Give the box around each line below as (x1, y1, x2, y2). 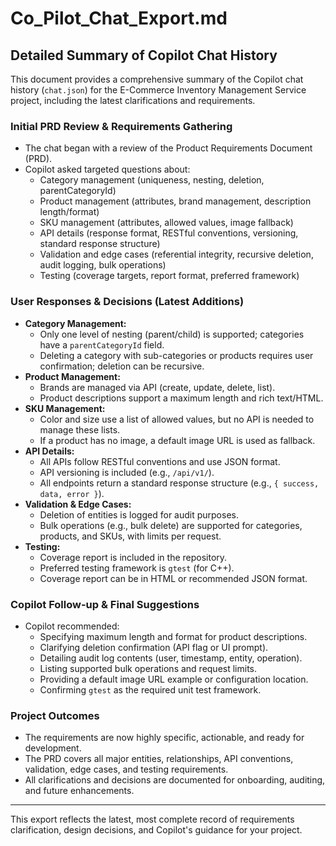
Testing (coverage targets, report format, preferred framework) (39, 270, 300, 282)
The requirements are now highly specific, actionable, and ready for (24, 732, 305, 744)
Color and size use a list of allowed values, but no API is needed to (39, 413, 315, 425)
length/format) (39, 206, 100, 218)
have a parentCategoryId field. (39, 338, 165, 351)
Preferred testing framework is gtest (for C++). (39, 562, 235, 574)
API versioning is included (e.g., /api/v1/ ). (39, 466, 215, 478)
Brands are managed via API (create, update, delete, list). (39, 381, 276, 393)
